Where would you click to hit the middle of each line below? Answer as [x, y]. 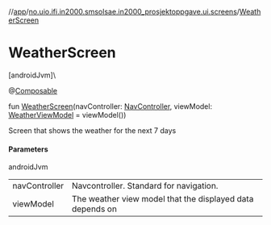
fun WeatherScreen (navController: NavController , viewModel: [110, 106]
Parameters [28, 149]
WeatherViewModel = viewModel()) [67, 115]
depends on [94, 209]
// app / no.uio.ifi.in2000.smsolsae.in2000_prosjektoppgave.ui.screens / [124, 12]
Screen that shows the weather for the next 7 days [92, 130]
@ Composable [33, 90]
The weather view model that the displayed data [163, 199]
